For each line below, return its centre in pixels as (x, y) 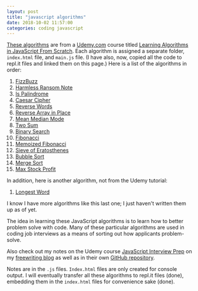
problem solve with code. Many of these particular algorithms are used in (95, 227)
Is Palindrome (32, 94)
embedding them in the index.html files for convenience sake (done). (91, 282)
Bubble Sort (30, 156)
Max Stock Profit (35, 169)
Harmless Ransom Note (44, 88)
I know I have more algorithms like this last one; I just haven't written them (96, 204)
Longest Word (32, 192)
